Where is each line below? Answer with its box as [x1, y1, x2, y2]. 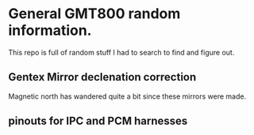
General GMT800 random [8, 5, 181, 23]
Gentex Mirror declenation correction [8, 70, 197, 84]
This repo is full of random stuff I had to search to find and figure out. [8, 47, 235, 57]
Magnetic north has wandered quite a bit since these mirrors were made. [8, 92, 247, 101]
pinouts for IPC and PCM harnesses [8, 114, 188, 128]
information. [8, 21, 92, 39]
